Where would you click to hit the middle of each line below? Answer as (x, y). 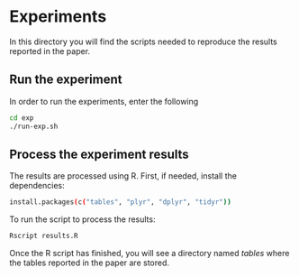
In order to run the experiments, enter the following (104, 101)
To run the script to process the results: (82, 219)
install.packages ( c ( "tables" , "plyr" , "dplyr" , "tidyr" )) (120, 202)
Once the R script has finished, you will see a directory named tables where (149, 254)
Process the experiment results (99, 154)
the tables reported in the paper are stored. (89, 263)
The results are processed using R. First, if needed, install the (123, 176)
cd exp (22, 118)
